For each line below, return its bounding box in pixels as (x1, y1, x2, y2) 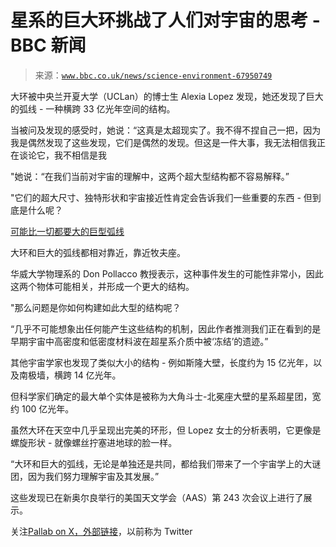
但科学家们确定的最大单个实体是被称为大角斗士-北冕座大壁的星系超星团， (10, 390, 313, 402)
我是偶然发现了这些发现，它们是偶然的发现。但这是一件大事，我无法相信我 (10, 136, 317, 148)
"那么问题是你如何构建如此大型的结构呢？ (10, 301, 182, 313)
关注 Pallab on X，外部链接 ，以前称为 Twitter (10, 525, 193, 537)
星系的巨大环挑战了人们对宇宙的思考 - (10, 9, 321, 32)
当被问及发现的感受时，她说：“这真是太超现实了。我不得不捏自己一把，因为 (10, 124, 322, 136)
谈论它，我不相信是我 (18, 149, 107, 161)
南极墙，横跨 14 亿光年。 (18, 369, 122, 381)
